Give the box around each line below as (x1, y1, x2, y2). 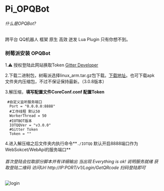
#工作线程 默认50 (9, 109, 40, 114)
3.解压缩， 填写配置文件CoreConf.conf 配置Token (5, 89, 105, 95)
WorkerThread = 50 (9, 113, 47, 118)
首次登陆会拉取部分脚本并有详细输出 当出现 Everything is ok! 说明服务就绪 (5, 159, 153, 165)
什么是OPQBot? (5, 21, 36, 26)
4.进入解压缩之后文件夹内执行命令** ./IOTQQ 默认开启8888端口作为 (5, 140, 139, 146)
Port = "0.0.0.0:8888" (9, 104, 55, 108)
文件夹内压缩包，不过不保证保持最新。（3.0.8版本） (5, 78, 107, 84)
